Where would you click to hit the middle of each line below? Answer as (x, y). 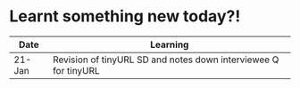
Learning (170, 44)
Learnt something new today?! (125, 16)
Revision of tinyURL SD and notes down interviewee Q (166, 60)
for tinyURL (76, 70)
